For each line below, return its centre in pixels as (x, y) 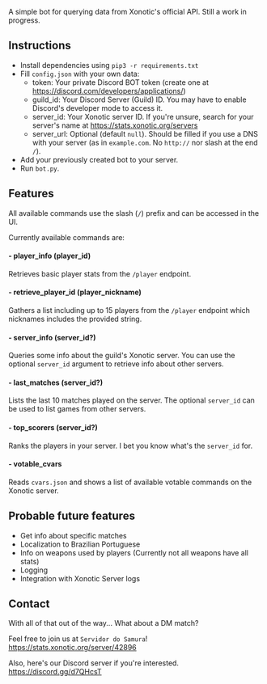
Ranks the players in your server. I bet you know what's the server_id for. (131, 445)
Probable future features (72, 516)
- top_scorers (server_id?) (53, 428)
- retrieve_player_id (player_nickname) (75, 292)
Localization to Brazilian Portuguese (80, 544)
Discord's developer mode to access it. (97, 108)
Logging (34, 570)
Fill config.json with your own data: (80, 74)
